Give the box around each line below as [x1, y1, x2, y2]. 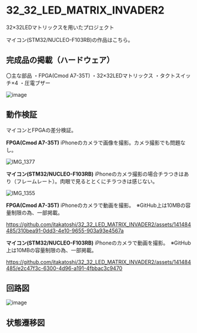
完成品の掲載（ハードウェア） [6, 55, 115, 65]
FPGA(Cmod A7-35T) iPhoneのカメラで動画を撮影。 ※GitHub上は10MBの [6, 202, 186, 209]
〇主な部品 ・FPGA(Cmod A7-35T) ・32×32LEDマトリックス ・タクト [6, 72, 175, 79]
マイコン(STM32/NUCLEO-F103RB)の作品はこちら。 [6, 36, 133, 43]
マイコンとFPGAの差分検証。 [6, 126, 76, 133]
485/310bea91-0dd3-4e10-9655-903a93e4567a [6, 227, 124, 234]
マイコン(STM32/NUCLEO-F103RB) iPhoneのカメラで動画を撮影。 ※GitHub [6, 239, 191, 246]
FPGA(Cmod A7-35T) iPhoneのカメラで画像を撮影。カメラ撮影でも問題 [6, 139, 181, 146]
